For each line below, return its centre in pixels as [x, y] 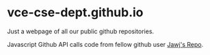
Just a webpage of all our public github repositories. [81, 31]
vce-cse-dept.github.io [75, 13]
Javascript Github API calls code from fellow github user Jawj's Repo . [105, 44]
